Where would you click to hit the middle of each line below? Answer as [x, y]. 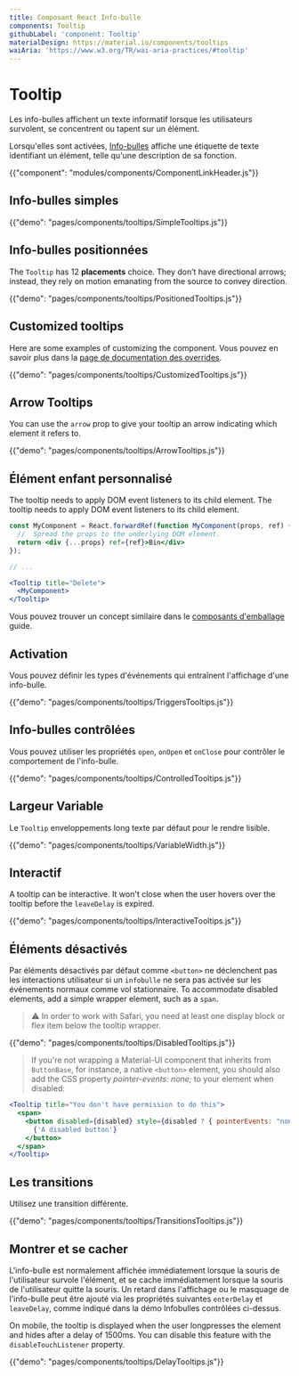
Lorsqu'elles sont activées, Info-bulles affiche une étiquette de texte [134, 146]
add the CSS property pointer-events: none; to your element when [152, 1079]
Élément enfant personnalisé [91, 479]
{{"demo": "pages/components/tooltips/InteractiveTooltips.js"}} [125, 921]
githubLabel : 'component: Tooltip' [75, 34]
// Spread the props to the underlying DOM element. [119, 534]
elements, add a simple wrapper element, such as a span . [114, 999]
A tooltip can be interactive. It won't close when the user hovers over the [142, 894]
